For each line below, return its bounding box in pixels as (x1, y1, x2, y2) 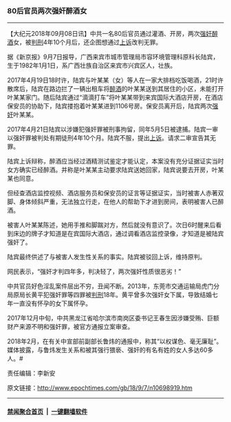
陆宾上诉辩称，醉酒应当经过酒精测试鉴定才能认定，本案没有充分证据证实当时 (7, 157, 224, 165)
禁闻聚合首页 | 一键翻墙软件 (7, 407, 88, 415)
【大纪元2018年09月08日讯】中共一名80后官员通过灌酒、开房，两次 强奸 (7, 30, 212, 38)
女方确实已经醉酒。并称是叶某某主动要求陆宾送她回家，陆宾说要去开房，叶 (7, 165, 218, 174)
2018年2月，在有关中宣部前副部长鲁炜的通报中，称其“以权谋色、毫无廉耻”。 (7, 337, 223, 345)
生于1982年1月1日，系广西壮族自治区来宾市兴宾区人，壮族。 (7, 61, 177, 70)
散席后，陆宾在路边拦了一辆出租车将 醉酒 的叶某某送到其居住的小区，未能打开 (7, 85, 224, 93)
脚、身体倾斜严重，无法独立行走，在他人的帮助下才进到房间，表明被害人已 (7, 198, 218, 206)
